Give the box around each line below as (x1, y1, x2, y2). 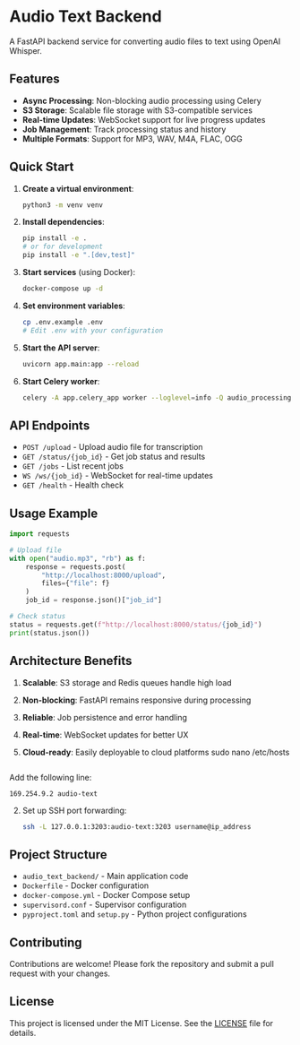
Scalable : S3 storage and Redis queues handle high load (21, 677, 232, 687)
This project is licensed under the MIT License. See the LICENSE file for (9, 1017, 274, 1028)
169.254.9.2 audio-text (9, 789, 99, 799)
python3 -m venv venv (21, 200, 104, 210)
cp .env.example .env (21, 317, 103, 326)
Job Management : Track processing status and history (21, 124, 227, 134)
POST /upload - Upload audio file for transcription (21, 442, 203, 453)
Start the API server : (21, 342, 100, 353)
